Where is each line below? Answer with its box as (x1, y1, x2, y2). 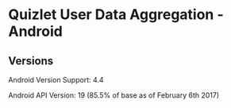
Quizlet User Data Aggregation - (8, 6, 224, 24)
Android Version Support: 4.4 (8, 75, 105, 84)
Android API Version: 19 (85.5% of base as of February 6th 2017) (8, 91, 220, 100)
